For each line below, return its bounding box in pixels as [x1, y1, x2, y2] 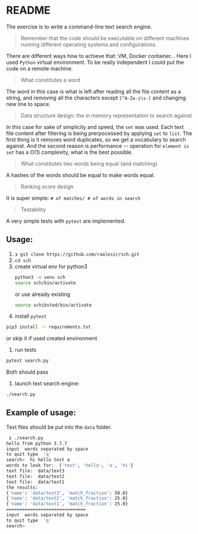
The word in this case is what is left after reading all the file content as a [6, 88, 181, 95]
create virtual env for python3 [14, 263, 87, 270]
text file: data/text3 [6, 468, 65, 474]
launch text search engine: [14, 380, 80, 387]
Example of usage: [6, 408, 76, 418]
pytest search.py [6, 358, 49, 364]
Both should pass [6, 368, 48, 376]
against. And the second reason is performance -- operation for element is [6, 142, 189, 149]
